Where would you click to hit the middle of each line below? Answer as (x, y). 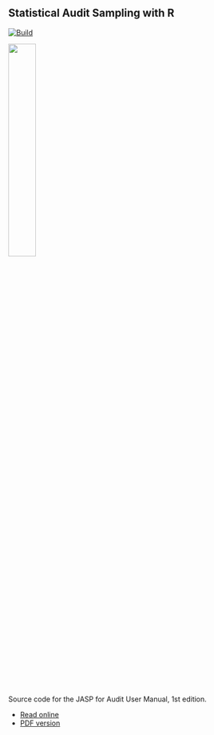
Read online (40, 714)
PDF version (40, 723)
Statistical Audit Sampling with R (91, 13)
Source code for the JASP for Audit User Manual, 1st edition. (108, 699)
